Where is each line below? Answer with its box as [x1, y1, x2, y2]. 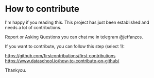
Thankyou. [5, 67, 27, 73]
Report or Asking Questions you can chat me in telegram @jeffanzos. [5, 34, 143, 40]
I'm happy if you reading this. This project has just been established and [5, 19, 149, 25]
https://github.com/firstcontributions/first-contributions [5, 52, 116, 59]
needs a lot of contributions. [5, 24, 62, 30]
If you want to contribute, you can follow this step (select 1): [5, 43, 125, 49]
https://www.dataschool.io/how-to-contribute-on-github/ [5, 58, 120, 63]
